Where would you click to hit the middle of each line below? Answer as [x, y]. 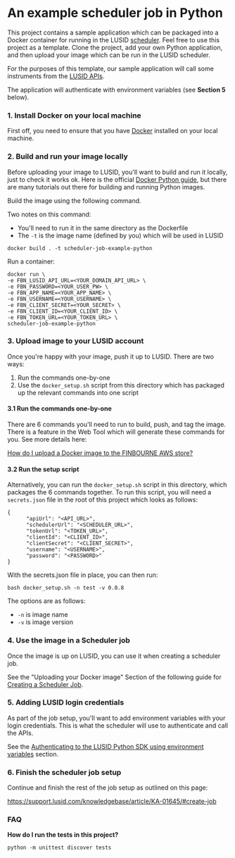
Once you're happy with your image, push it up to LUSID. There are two [111, 356]
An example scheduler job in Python [115, 13]
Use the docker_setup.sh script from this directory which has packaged [121, 385]
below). [18, 97]
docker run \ [26, 274]
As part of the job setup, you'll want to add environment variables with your [116, 718]
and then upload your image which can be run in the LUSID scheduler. [109, 55]
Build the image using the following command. [75, 200]
